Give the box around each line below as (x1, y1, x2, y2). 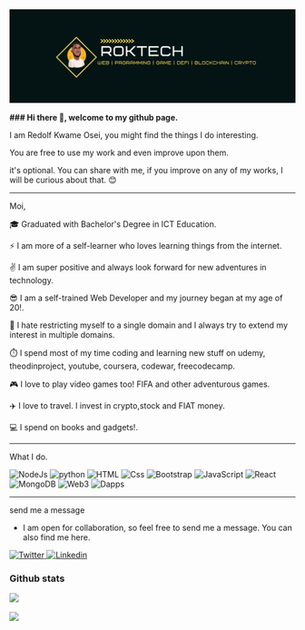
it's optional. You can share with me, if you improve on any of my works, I (9, 164, 283, 175)
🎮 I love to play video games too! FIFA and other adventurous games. (9, 379, 271, 389)
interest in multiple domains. (9, 329, 115, 340)
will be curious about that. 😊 (9, 174, 117, 185)
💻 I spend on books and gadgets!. (9, 421, 139, 432)
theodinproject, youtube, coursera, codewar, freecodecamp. (9, 360, 236, 371)
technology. (9, 274, 54, 285)
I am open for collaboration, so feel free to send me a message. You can (22, 522, 292, 533)
